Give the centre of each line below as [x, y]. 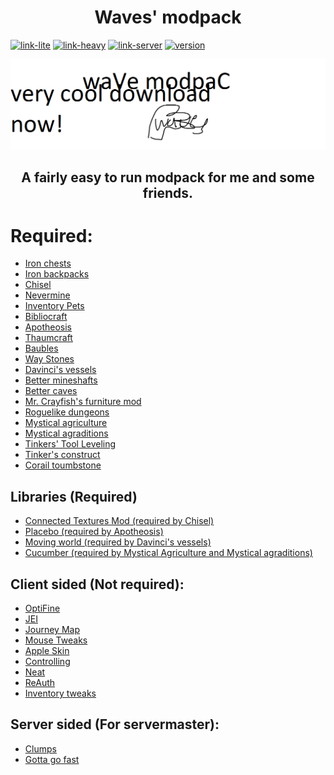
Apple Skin [47, 651]
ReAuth [40, 683]
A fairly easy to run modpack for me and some [168, 177]
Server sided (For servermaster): [115, 724]
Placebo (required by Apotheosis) [94, 532]
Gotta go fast [52, 759]
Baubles [41, 348]
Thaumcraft [48, 338]
